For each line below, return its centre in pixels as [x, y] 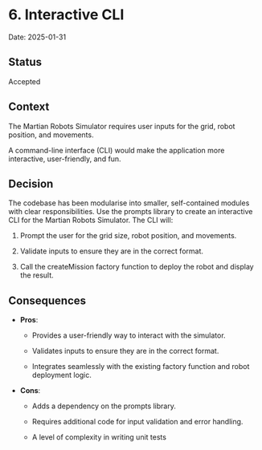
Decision [31, 183]
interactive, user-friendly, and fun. [65, 159]
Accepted [25, 81]
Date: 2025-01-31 [37, 37]
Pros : [29, 320]
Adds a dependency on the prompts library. [104, 406]
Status [25, 62]
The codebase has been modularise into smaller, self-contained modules [129, 203]
